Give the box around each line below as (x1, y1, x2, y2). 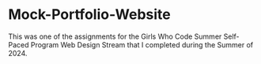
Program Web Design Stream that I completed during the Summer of (30, 40, 254, 49)
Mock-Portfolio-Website (8, 6, 172, 24)
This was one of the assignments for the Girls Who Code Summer (8, 32, 222, 41)
